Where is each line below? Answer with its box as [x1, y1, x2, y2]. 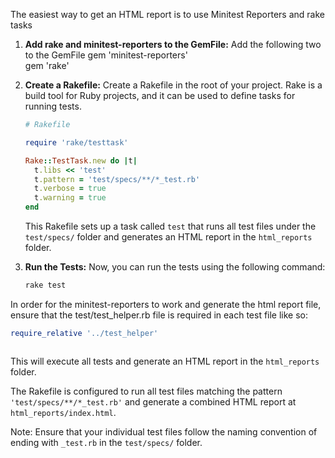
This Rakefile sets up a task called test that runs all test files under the [24, 220, 317, 232]
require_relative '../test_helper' [10, 328, 159, 338]
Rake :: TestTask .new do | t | [24, 155, 138, 166]
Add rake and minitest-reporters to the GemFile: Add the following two [24, 39, 322, 50]
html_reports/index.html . [10, 406, 117, 418]
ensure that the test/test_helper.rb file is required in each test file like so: [10, 309, 309, 321]
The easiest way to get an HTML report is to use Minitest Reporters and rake [10, 9, 325, 20]
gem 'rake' [24, 60, 70, 71]
